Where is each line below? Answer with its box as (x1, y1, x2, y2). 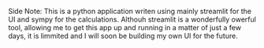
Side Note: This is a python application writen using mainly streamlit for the (8, 7, 252, 15)
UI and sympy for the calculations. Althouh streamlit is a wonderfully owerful (8, 15, 256, 24)
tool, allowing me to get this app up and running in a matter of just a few (8, 23, 242, 32)
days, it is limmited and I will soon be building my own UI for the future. (8, 31, 238, 40)
